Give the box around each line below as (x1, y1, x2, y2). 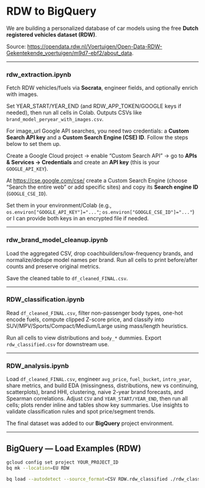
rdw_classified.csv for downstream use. (6, 340, 109, 348)
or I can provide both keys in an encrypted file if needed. (6, 215, 149, 222)
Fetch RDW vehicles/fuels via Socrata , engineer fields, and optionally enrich (6, 84, 198, 92)
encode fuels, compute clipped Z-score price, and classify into (6, 316, 165, 323)
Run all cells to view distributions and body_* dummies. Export (6, 334, 162, 341)
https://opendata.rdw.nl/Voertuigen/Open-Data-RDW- (27, 43, 163, 50)
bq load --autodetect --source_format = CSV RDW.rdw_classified (6, 476, 168, 482)
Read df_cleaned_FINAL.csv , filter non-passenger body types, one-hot (6, 309, 183, 316)
